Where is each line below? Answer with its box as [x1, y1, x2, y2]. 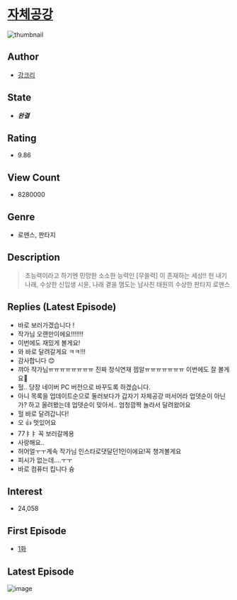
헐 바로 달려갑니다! [17, 409, 69, 418]
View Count [7, 171, 60, 183]
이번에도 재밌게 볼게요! [17, 338, 81, 347]
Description [7, 251, 60, 264]
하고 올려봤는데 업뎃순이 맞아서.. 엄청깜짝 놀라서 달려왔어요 [28, 400, 191, 409]
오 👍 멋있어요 [17, 418, 57, 426]
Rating [7, 132, 37, 144]
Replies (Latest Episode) [7, 301, 117, 313]
